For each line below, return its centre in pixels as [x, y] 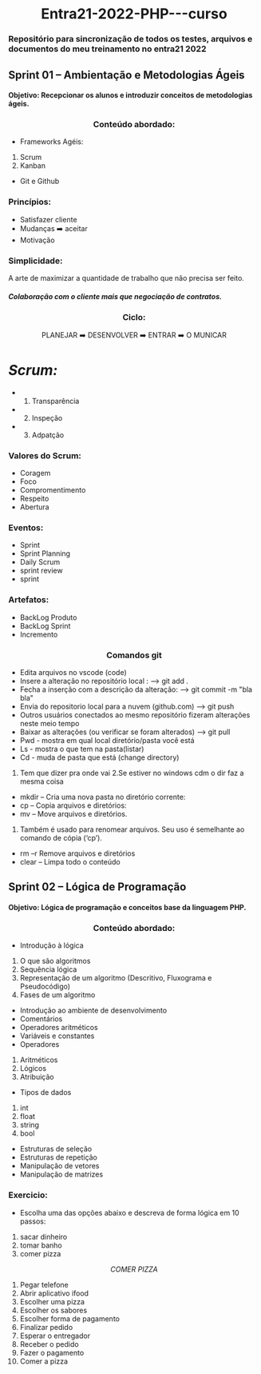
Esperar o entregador [55, 1336]
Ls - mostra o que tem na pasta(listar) [82, 749]
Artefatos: [29, 600]
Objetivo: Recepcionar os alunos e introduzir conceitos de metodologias [130, 95]
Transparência [55, 401]
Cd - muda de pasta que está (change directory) [99, 757]
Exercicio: [28, 1195]
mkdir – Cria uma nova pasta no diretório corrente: [103, 797]
